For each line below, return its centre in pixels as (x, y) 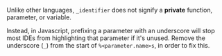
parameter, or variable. (39, 17)
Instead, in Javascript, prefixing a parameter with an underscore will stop (111, 31)
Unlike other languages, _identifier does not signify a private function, (110, 10)
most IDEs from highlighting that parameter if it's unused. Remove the (106, 38)
